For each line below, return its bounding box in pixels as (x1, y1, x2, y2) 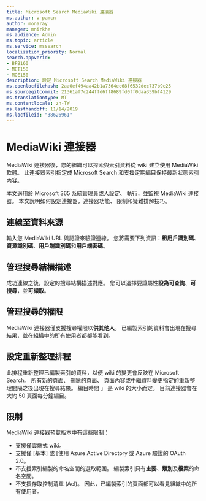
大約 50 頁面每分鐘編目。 (6, 392, 71, 399)
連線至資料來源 (6, 217, 63, 228)
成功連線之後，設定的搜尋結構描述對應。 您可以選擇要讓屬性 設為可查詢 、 (6, 279, 191, 286)
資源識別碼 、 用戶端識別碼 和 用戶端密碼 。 (6, 242, 109, 250)
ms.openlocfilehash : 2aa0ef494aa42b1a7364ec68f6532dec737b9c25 (6, 83, 172, 90)
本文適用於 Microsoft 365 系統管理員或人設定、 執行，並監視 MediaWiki (6, 189, 187, 197)
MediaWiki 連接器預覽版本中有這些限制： (6, 429, 110, 436)
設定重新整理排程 (6, 351, 71, 362)
